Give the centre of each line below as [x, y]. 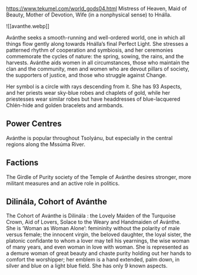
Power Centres [34, 124]
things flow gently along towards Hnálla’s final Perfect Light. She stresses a [97, 44]
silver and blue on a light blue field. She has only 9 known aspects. [87, 266]
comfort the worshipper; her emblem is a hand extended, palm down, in [93, 260]
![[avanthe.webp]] [28, 26]
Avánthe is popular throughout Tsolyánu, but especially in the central [89, 138]
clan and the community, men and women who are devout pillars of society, [98, 69]
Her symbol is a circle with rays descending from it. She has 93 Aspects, [94, 87]
